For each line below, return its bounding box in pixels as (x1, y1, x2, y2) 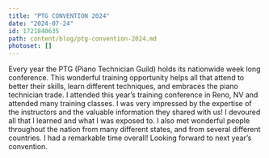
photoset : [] (8, 42, 53, 50)
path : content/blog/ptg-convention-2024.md (8, 34, 158, 43)
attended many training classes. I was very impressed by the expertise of (8, 99, 252, 109)
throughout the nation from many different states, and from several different (8, 125, 261, 135)
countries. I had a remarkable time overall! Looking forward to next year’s (8, 133, 252, 143)
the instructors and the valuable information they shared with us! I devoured (8, 107, 261, 117)
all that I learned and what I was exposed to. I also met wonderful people (8, 116, 250, 126)
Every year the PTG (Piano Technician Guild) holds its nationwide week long (8, 64, 261, 74)
